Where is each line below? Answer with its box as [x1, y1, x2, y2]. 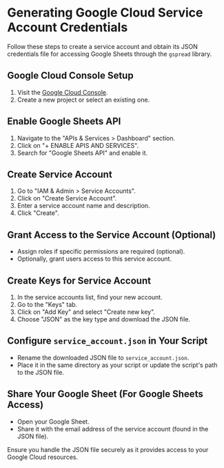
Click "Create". [17, 209, 60, 217]
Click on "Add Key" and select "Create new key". [17, 308, 156, 316]
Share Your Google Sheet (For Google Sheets [7, 389, 203, 400]
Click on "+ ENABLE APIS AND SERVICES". [17, 141, 139, 149]
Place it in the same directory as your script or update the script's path [17, 361, 218, 369]
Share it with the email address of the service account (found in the [17, 424, 209, 433]
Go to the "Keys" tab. [17, 301, 78, 308]
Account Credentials [7, 19, 128, 35]
